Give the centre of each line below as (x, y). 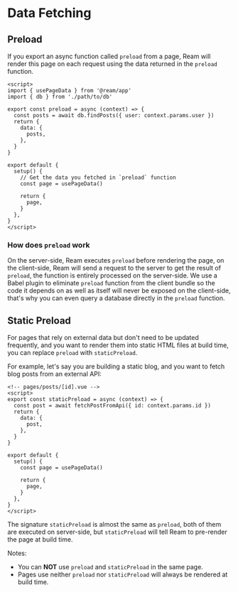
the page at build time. (40, 539)
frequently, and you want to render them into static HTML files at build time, (118, 345)
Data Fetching (49, 13)
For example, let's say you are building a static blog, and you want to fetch (116, 366)
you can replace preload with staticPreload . (72, 353)
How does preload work (49, 245)
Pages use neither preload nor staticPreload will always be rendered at (123, 575)
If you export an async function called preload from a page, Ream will (109, 56)
